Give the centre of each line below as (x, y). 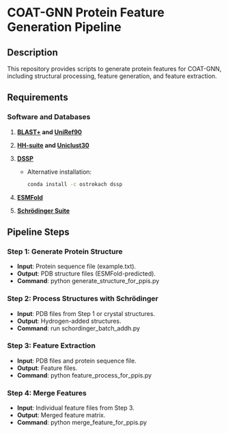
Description (32, 52)
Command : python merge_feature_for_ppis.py (82, 423)
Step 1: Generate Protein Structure (65, 251)
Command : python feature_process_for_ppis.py (84, 375)
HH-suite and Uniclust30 (53, 145)
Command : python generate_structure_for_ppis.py (88, 281)
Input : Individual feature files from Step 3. (76, 408)
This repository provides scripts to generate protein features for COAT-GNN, (114, 69)
